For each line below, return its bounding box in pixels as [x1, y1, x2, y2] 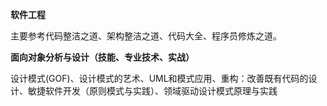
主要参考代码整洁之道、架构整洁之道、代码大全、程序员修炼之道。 [10, 30, 282, 42]
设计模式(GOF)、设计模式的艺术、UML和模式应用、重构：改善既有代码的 [10, 73, 309, 84]
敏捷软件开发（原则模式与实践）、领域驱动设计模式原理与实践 [27, 85, 278, 97]
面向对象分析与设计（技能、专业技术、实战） [10, 51, 195, 63]
